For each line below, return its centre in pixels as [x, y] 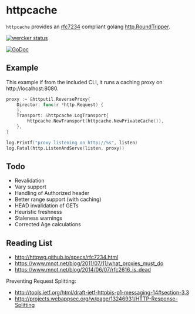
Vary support [31, 187]
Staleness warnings [38, 218]
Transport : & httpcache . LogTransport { [63, 115]
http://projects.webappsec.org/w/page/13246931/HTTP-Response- [96, 299]
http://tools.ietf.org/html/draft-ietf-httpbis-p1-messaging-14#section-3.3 [102, 293]
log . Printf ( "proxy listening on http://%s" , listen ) [72, 143]
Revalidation [30, 181]
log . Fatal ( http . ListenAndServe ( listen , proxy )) [65, 148]
